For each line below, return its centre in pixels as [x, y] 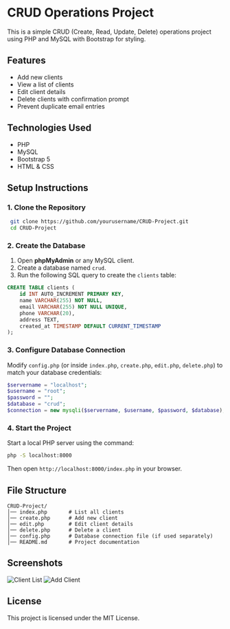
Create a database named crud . [61, 268]
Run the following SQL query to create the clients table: [97, 275]
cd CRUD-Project [33, 228]
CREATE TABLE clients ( [41, 288]
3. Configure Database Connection [66, 350]
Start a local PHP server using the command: [71, 443]
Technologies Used [49, 128]
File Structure [37, 490]
